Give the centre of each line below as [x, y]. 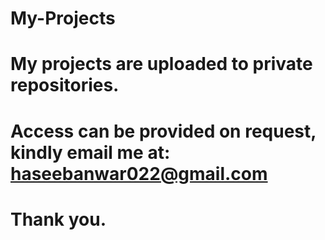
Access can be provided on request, [163, 131]
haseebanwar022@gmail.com [139, 173]
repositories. [65, 85]
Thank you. [58, 219]
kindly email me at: [90, 152]
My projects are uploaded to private [161, 64]
